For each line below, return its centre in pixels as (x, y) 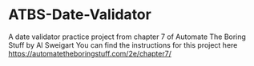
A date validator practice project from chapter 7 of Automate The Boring (127, 37)
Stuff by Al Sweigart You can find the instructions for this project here (123, 45)
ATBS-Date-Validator (80, 15)
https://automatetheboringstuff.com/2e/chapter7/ (90, 53)
